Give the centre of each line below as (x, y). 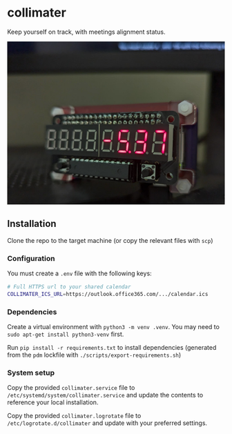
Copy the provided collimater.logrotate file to (74, 416)
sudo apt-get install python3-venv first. (66, 334)
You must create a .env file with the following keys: (79, 273)
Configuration (31, 258)
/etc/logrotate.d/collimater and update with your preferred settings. (107, 423)
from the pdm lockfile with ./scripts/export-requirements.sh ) (94, 355)
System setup (31, 373)
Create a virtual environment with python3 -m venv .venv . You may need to (113, 327)
